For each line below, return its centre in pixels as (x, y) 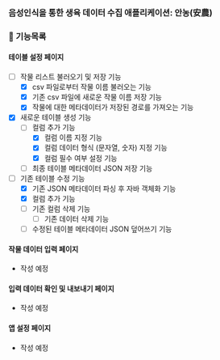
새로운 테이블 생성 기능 (56, 117)
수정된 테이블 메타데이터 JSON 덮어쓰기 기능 (102, 229)
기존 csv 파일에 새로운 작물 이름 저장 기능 (97, 97)
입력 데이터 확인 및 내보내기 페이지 (61, 288)
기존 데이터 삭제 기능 (77, 218)
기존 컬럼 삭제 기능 (61, 209)
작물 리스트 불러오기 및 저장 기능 (71, 77)
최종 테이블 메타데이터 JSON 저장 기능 (92, 168)
